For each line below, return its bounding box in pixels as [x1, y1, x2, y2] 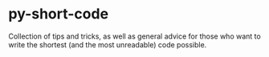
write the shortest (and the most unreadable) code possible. [8, 39, 207, 49]
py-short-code [8, 5, 109, 23]
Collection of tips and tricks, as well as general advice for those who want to [8, 31, 261, 41]
